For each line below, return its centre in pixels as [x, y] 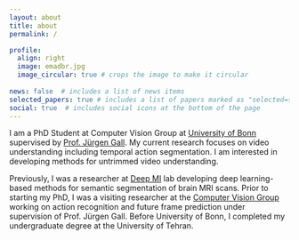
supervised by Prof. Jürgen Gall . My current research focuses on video [139, 142]
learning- [257, 179]
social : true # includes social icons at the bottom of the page [135, 108]
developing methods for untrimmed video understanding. [114, 162]
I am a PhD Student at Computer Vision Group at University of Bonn [133, 133]
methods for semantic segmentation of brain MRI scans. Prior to [151, 188]
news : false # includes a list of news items [97, 91]
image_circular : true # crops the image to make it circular [133, 75]
